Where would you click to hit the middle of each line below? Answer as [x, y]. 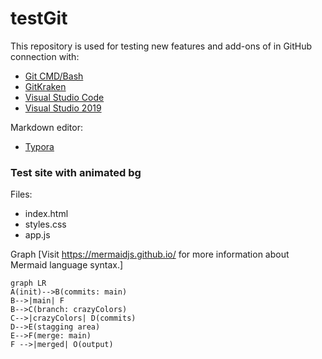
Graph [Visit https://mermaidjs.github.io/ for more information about [150, 254]
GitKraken [45, 86]
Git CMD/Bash [54, 76]
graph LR [28, 283]
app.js [37, 235]
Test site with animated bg [76, 172]
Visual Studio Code [64, 97]
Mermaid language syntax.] [67, 265]
